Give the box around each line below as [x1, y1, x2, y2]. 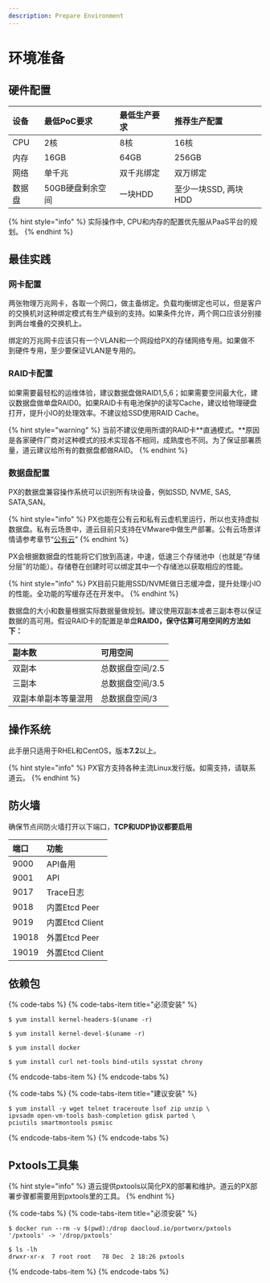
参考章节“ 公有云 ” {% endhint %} [22, 534, 129, 544]
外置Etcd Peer [46, 932, 100, 943]
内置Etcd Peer [46, 901, 100, 913]
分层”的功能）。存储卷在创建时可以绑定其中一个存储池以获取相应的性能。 [8, 561, 247, 571]
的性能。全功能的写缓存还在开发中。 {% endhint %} [8, 589, 179, 598]
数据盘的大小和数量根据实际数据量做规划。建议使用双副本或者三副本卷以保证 [8, 606, 262, 615]
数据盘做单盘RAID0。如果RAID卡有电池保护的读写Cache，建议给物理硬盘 [14, 398, 257, 408]
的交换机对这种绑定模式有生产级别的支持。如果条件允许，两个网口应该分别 [8, 308, 255, 318]
